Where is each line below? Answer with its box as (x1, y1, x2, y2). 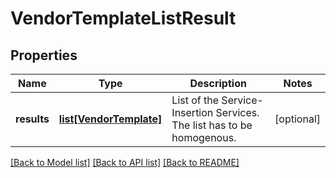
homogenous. (171, 131, 237, 144)
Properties (10, 47, 78, 64)
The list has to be (171, 118, 253, 132)
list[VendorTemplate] (58, 112, 163, 126)
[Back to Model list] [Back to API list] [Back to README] (10, 157, 240, 168)
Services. (215, 106, 260, 119)
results (15, 112, 50, 126)
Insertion (171, 106, 214, 119)
